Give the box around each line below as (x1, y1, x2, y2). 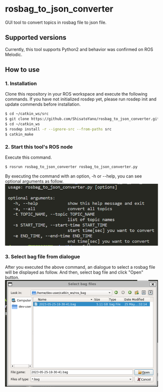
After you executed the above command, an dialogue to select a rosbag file (5, 264, 155, 270)
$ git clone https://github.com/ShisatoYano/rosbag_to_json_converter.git (5, 116, 160, 122)
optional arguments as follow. (5, 178, 64, 184)
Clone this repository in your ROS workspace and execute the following (5, 91, 148, 97)
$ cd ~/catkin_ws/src (5, 112, 49, 116)
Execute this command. (5, 154, 52, 161)
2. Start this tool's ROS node (5, 143, 73, 150)
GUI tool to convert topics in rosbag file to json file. (5, 19, 107, 25)
